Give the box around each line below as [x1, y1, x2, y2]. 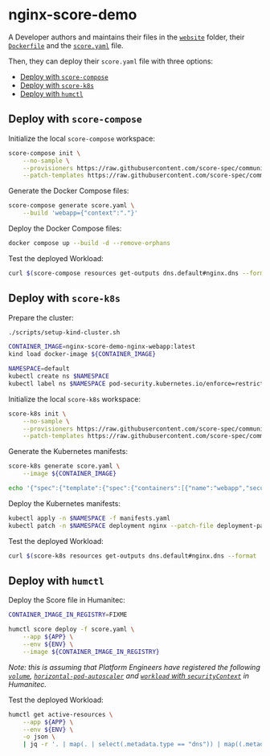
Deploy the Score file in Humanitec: [8, 595, 126, 605]
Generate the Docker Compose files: [8, 186, 129, 196]
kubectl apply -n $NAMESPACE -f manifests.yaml [8, 514, 171, 522]
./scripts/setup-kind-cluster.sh [8, 328, 121, 337]
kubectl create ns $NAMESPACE [8, 372, 110, 381]
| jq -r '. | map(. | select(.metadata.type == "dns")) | [22, 741, 221, 749]
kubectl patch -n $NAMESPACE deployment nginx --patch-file [8, 521, 215, 529]
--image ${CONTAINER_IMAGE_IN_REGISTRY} [22, 648, 160, 656]
